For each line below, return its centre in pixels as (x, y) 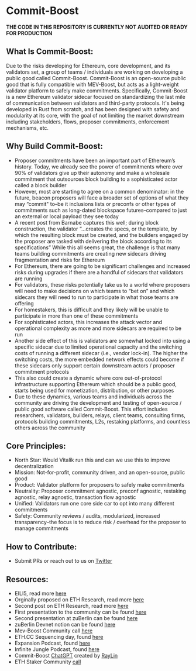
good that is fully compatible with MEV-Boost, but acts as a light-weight (92, 84)
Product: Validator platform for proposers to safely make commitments (99, 485)
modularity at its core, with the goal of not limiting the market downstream (95, 115)
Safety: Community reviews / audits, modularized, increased (87, 516)
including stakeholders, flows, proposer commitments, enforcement (88, 122)
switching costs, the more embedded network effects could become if (99, 359)
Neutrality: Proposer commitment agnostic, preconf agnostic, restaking (100, 491)
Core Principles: (36, 446)
